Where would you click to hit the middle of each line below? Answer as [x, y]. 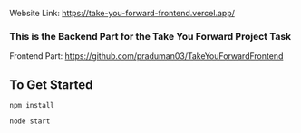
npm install [32, 106]
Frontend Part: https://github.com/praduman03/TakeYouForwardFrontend [146, 56]
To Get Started [51, 85]
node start [30, 121]
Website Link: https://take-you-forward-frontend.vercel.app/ [122, 13]
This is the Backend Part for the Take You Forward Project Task [150, 36]
